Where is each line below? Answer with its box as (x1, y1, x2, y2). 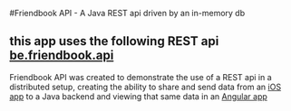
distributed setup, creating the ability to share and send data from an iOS (9, 81, 282, 92)
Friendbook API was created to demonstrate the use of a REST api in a (9, 71, 272, 82)
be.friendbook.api (9, 48, 114, 63)
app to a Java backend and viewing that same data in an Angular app (9, 90, 267, 102)
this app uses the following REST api (9, 33, 219, 49)
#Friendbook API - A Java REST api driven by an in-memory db (9, 8, 246, 18)
